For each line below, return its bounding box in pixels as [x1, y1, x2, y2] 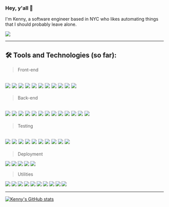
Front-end [17, 67, 39, 73]
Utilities [17, 171, 34, 177]
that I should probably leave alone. [5, 21, 77, 27]
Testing [17, 123, 34, 129]
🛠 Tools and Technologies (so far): [5, 50, 117, 60]
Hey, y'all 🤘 [5, 5, 34, 12]
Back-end [17, 94, 38, 100]
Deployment [17, 151, 43, 157]
